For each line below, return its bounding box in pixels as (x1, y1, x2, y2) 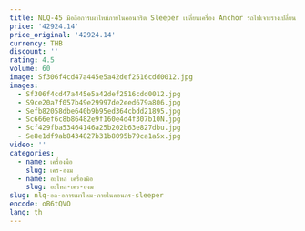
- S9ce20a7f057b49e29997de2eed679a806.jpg (17, 97, 181, 107)
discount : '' (9, 47, 59, 56)
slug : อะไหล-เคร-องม (25, 183, 94, 192)
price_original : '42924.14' (9, 30, 117, 39)
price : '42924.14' (9, 22, 79, 31)
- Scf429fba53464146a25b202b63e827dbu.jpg (17, 124, 181, 133)
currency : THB (9, 38, 64, 48)
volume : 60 (9, 65, 51, 74)
